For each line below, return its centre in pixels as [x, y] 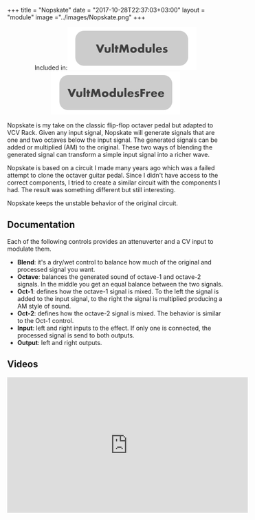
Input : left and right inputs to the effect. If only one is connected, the [114, 328]
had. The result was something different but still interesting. [91, 190]
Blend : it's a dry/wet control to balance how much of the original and [114, 262]
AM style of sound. [44, 306]
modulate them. [29, 249]
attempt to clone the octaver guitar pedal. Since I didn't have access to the [113, 175]
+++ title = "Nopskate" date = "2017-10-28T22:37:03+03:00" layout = [106, 10]
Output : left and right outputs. [59, 342]
